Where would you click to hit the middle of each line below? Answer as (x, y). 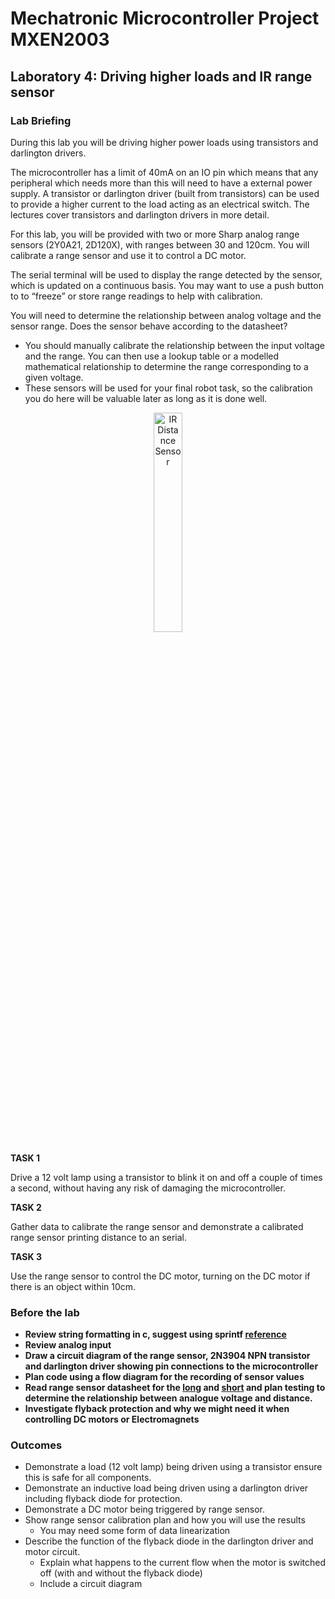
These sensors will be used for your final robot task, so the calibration (168, 388)
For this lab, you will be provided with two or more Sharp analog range (155, 234)
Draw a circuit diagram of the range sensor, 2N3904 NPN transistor (167, 1356)
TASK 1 (25, 1158)
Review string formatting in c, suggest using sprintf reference (155, 1334)
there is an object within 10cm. (73, 1286)
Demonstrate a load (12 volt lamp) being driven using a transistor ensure (173, 1467)
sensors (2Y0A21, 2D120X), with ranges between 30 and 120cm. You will (160, 244)
